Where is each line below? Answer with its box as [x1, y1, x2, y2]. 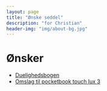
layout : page [6, 8, 39, 15]
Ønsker [6, 52, 44, 65]
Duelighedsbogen [15, 72, 60, 79]
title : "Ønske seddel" [6, 14, 63, 20]
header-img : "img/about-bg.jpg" [6, 25, 88, 32]
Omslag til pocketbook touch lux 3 [15, 78, 101, 85]
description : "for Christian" [6, 20, 83, 26]
